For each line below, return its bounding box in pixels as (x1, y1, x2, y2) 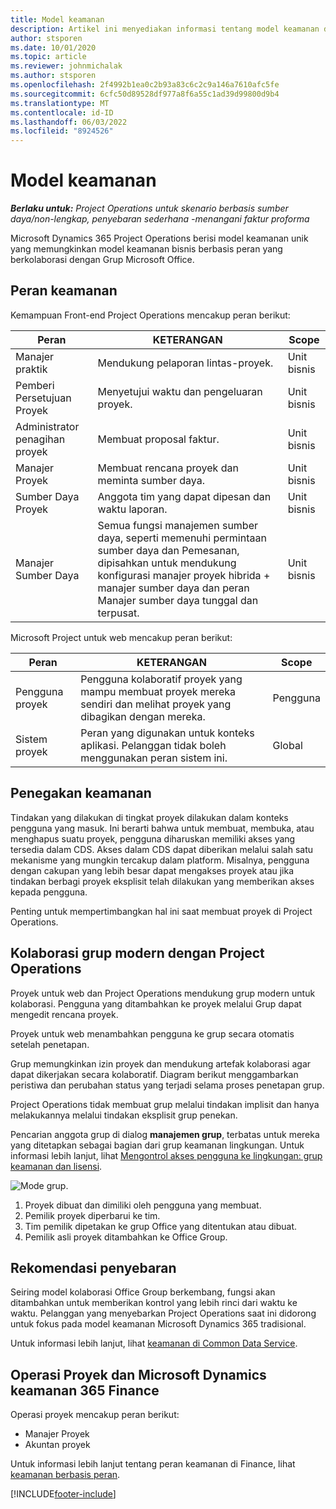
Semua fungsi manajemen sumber (97, 518, 258, 532)
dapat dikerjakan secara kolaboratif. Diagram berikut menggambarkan (10, 1068, 299, 1080)
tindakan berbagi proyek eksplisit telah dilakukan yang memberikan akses (10, 875, 315, 887)
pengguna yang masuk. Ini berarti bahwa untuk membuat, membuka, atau (10, 822, 315, 834)
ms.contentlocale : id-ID (10, 107, 114, 118)
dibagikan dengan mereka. (80, 709, 206, 723)
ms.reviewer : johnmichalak (10, 61, 123, 71)
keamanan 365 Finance (10, 1382, 160, 1399)
